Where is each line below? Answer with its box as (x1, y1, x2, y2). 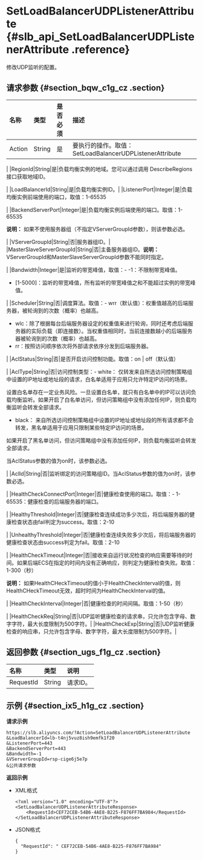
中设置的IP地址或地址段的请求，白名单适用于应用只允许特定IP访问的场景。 (6, 376, 191, 383)
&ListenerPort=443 (6, 740, 53, 746)
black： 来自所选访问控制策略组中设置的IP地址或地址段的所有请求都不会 (14, 416, 194, 423)
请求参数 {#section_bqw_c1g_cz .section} (6, 83, 165, 93)
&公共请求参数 (6, 763, 36, 769)
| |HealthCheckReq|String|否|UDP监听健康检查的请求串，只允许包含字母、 (6, 612, 190, 620)
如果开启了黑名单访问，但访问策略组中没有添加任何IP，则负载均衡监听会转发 (6, 437, 196, 444)
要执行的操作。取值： (72, 141, 134, 149)
